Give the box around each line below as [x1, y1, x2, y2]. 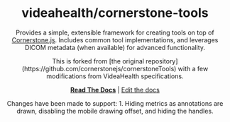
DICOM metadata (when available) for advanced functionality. [24, 43, 205, 51]
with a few [177, 64, 209, 73]
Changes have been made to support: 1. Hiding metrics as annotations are [6, 99, 224, 107]
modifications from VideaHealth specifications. [46, 72, 184, 80]
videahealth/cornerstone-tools [21, 5, 209, 21]
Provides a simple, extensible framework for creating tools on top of [16, 28, 214, 37]
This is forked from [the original [52, 56, 145, 65]
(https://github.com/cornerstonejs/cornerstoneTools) [21, 64, 177, 73]
